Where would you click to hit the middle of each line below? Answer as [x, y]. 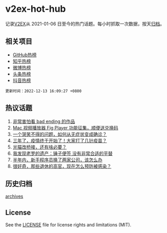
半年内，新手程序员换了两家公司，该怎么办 [57, 160]
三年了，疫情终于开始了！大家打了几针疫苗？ [60, 140]
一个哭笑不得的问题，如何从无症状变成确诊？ [60, 134]
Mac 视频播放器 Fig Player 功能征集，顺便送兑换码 [65, 128]
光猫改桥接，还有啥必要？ [40, 147]
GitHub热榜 [25, 55]
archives [14, 196]
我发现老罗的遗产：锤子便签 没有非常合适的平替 [63, 153]
